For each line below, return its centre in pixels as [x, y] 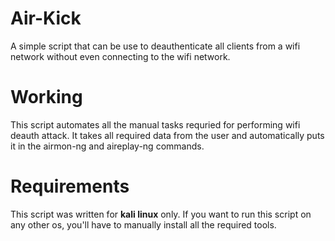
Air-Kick [46, 18]
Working [46, 97]
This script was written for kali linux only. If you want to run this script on [161, 214]
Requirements [70, 186]
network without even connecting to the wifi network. [120, 56]
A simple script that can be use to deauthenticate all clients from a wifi [155, 46]
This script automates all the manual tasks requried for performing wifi [155, 124]
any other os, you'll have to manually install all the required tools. [143, 224]
